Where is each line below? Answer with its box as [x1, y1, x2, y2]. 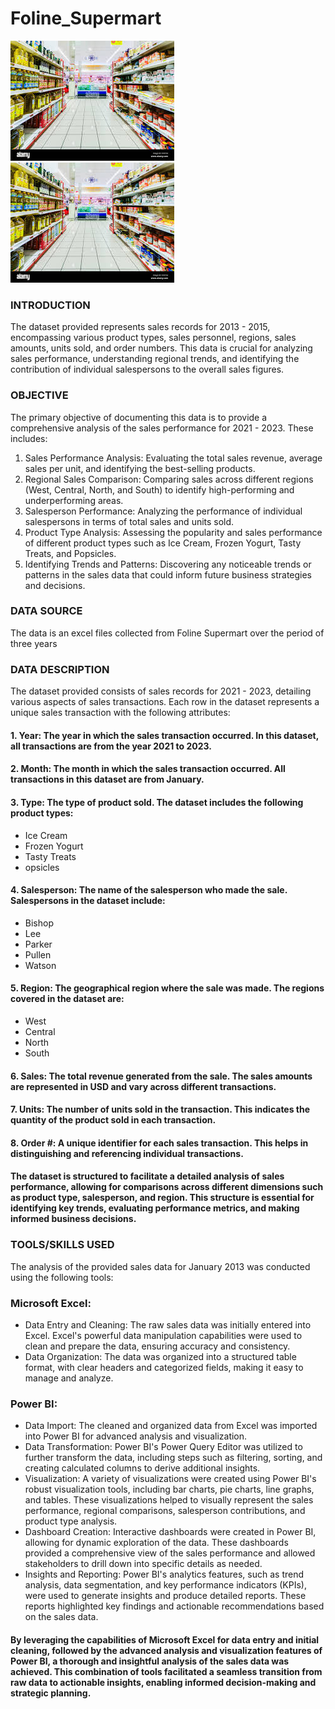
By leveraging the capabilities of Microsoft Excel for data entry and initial [10, 1633, 320, 1646]
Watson [24, 959, 57, 971]
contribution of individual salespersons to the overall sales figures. [10, 363, 285, 376]
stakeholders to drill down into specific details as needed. [24, 1558, 263, 1570]
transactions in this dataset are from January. [10, 773, 205, 786]
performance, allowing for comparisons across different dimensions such [10, 1181, 324, 1193]
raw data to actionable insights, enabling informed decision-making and [10, 1676, 317, 1688]
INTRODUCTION [10, 298, 91, 312]
